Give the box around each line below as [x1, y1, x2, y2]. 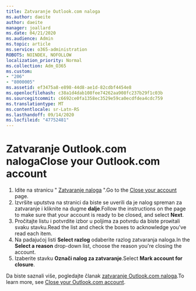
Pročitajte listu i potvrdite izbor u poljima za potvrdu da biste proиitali [14, 217, 180, 225]
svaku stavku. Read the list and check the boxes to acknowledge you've [14, 224, 187, 231]
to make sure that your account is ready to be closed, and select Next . [14, 212, 184, 219]
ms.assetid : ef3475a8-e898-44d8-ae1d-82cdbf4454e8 [6, 85, 132, 91]
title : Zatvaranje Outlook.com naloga [6, 8, 100, 15]
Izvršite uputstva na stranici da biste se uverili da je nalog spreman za [14, 199, 183, 206]
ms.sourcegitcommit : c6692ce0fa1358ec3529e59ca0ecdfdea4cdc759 [6, 95, 163, 101]
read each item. [14, 230, 52, 237]
